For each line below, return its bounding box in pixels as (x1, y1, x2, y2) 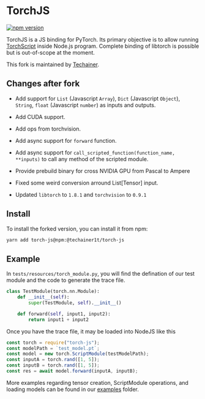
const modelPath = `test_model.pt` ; (6, 345, 100, 351)
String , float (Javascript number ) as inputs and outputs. (15, 101, 156, 108)
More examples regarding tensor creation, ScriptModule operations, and (6, 379, 188, 386)
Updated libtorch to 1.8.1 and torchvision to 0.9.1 (15, 191, 147, 198)
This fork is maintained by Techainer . (6, 61, 100, 68)
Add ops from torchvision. (15, 125, 81, 132)
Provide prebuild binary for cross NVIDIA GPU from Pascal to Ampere (15, 167, 190, 175)
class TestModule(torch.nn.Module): (6, 289, 100, 295)
